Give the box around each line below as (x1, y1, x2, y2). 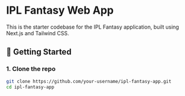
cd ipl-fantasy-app (6, 84, 55, 90)
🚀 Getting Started (6, 47, 72, 57)
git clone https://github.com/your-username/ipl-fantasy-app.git (6, 78, 171, 84)
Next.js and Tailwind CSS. (6, 29, 70, 36)
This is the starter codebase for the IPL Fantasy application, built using (6, 23, 180, 30)
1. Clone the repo (6, 65, 56, 73)
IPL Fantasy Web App (6, 4, 114, 17)
